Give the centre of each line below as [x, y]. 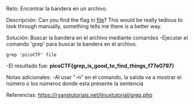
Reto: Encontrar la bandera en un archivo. [57, 9]
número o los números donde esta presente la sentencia [75, 83]
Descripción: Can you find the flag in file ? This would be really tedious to [95, 20]
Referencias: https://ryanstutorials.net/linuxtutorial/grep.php [79, 95]
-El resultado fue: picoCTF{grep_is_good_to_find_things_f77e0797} [90, 66]
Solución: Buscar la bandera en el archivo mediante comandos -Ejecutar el [97, 38]
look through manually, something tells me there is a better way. [84, 26]
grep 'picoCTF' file [32, 55]
